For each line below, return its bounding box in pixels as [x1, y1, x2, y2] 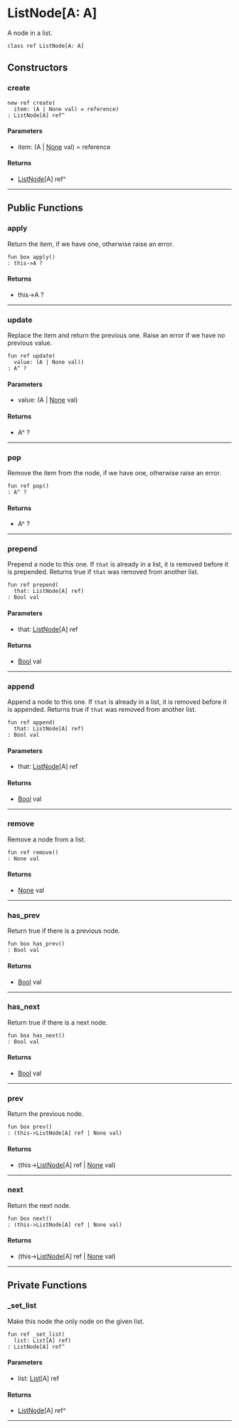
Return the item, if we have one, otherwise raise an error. [7, 239, 174, 248]
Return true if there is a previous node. [7, 926, 121, 935]
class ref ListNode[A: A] [7, 42, 84, 49]
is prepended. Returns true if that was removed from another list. [7, 568, 199, 576]
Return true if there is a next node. [7, 1018, 108, 1027]
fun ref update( [7, 353, 55, 360]
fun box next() [7, 1215, 53, 1222]
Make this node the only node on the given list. [7, 1317, 144, 1325]
